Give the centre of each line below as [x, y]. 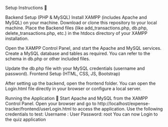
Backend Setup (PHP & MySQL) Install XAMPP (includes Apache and [76, 17]
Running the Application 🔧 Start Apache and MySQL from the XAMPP [76, 98]
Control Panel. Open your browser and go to [51, 104]
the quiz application [26, 119]
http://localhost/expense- [124, 104]
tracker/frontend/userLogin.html [38, 109]
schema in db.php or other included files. [48, 59]
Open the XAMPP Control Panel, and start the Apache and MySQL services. [83, 48]
